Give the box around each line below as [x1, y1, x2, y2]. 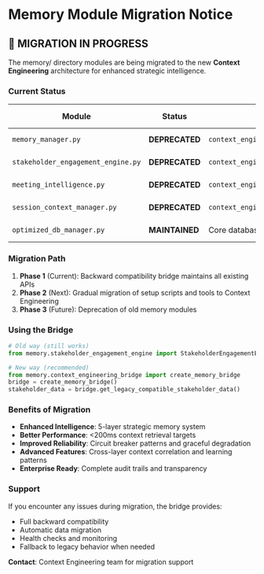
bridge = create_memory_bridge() [8, 378, 118, 387]
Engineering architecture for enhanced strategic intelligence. [8, 66, 207, 76]
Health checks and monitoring [19, 533, 118, 543]
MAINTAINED [148, 224, 200, 235]
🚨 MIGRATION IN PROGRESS [8, 37, 148, 50]
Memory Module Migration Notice [8, 6, 233, 24]
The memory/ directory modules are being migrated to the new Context [8, 57, 240, 67]
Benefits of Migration [8, 404, 91, 415]
